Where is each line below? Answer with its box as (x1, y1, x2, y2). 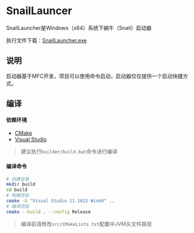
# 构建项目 (6, 192, 29, 198)
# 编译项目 (6, 203, 29, 209)
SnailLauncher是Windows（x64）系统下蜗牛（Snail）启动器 (6, 24, 152, 31)
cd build (6, 187, 28, 193)
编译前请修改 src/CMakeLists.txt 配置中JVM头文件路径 (20, 220, 152, 227)
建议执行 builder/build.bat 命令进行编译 (20, 148, 118, 155)
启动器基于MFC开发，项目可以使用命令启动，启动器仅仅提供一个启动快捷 (6, 72, 183, 79)
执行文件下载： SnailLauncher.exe (6, 36, 87, 44)
